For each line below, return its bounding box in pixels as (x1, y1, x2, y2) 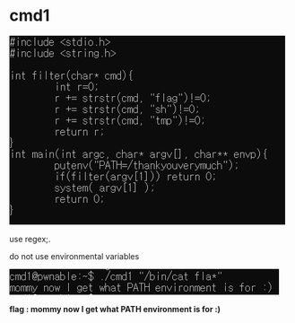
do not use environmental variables (9, 250, 140, 261)
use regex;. (9, 233, 51, 244)
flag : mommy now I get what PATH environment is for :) (9, 303, 221, 314)
